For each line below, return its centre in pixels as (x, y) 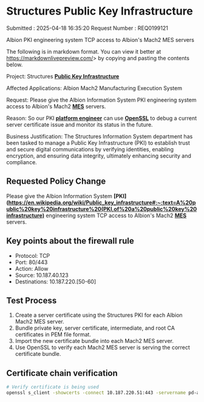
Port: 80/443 (31, 262)
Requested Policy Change (56, 182)
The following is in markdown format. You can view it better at (84, 51)
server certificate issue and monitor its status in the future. (80, 124)
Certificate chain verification (62, 373)
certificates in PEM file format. (53, 334)
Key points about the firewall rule (70, 241)
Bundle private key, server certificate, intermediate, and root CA (95, 328)
